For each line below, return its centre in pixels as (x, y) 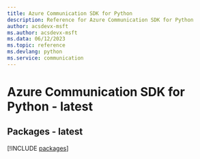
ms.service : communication (45, 58)
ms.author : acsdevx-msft (42, 33)
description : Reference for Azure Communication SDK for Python (100, 20)
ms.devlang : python (35, 52)
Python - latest (50, 106)
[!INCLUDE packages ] (38, 148)
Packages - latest (45, 132)
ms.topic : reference (37, 45)
